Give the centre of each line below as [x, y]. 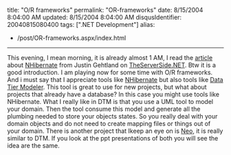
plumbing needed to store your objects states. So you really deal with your [112, 116]
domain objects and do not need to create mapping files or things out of [109, 124]
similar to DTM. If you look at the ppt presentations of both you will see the [113, 138]
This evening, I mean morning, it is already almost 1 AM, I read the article [110, 58]
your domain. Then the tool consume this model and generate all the [104, 109]
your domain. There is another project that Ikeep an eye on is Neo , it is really [115, 131]
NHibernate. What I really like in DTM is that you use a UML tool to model [110, 102]
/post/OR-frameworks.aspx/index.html [71, 38]
